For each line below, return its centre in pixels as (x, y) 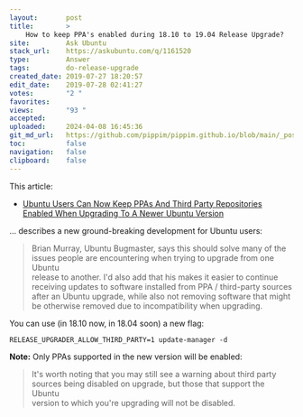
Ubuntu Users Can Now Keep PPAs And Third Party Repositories (142, 203)
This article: (31, 186)
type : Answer (50, 60)
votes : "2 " (46, 93)
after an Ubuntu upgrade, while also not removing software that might (161, 296)
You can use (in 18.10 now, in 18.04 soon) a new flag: (107, 323)
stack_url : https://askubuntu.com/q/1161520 (101, 51)
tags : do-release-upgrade (74, 69)
